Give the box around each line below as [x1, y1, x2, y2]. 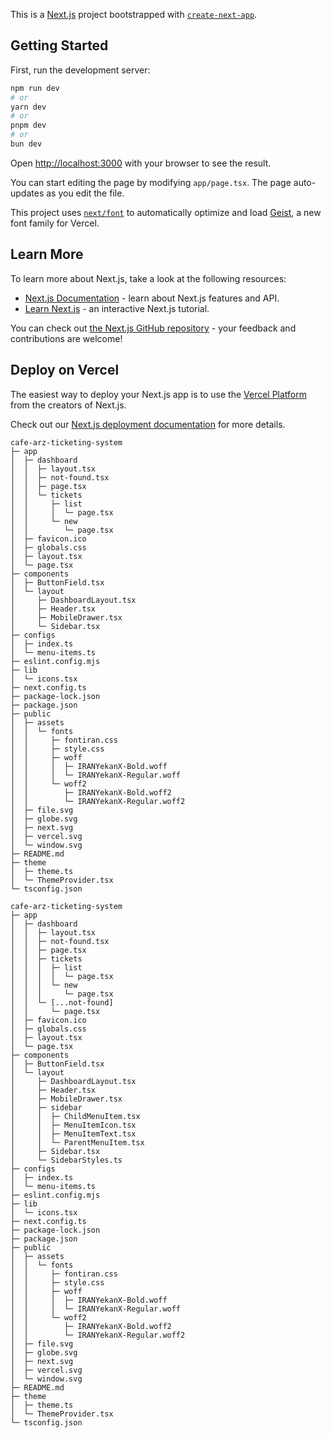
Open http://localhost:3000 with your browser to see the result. [10, 157, 272, 169]
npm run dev [10, 83, 60, 93]
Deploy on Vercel [10, 362, 120, 379]
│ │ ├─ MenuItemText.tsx [10, 1129, 137, 1139]
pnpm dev [10, 120, 47, 131]
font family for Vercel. [10, 217, 100, 229]
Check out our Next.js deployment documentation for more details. [10, 418, 286, 430]
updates [10, 187, 45, 199]
